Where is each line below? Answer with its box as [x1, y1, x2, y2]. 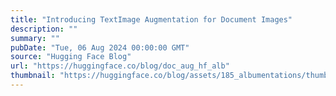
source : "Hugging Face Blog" [10, 52, 132, 62]
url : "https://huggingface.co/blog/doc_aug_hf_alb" [10, 61, 230, 71]
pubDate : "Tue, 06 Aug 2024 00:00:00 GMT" [10, 42, 190, 53]
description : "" [10, 24, 78, 34]
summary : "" [10, 33, 60, 43]
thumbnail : [10, 71, 56, 81]
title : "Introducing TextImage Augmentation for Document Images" [10, 14, 293, 25]
